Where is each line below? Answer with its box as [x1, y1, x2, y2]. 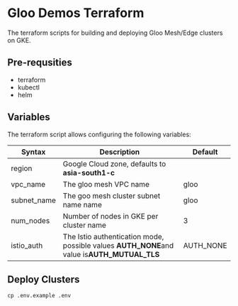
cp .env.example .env [7, 293, 72, 300]
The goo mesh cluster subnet [62, 190, 161, 200]
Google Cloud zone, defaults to [62, 158, 166, 168]
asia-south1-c [62, 168, 115, 177]
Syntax [21, 147, 46, 157]
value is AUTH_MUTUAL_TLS [62, 249, 160, 259]
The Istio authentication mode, [62, 231, 164, 241]
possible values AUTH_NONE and [62, 240, 174, 250]
